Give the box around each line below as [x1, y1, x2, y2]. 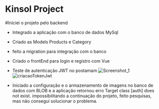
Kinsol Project [5, 3, 64, 15]
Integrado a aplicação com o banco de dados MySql [12, 29, 119, 35]
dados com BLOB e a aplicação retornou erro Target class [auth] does [12, 87, 155, 93]
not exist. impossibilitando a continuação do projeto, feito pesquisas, [12, 93, 152, 99]
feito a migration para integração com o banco [12, 48, 107, 54]
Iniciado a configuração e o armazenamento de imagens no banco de [12, 82, 154, 88]
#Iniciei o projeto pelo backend [5, 20, 68, 26]
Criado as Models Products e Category [12, 38, 92, 45]
